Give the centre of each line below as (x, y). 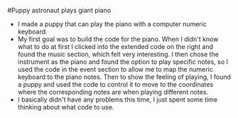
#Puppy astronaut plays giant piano (59, 10)
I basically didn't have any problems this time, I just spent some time (118, 100)
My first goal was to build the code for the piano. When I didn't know (118, 39)
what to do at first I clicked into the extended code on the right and (115, 47)
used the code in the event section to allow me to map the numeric (115, 69)
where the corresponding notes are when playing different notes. (113, 92)
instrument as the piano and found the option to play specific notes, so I (123, 62)
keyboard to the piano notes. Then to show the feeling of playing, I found (124, 77)
